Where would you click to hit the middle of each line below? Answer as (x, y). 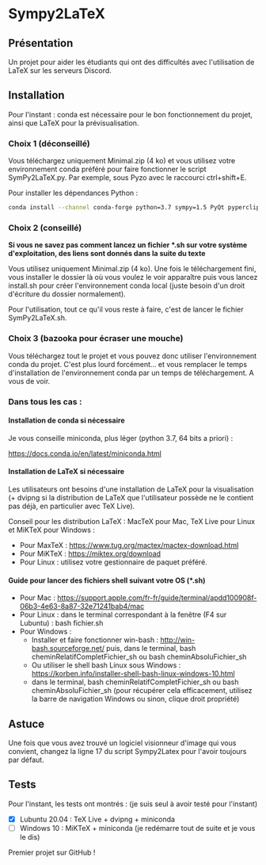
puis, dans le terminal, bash (151, 649)
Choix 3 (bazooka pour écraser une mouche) (96, 339)
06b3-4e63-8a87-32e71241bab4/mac (82, 607)
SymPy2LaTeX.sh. (38, 318)
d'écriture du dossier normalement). (67, 294)
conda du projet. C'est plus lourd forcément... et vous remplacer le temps (128, 364)
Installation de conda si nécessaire (66, 420)
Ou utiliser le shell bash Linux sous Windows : (106, 665)
